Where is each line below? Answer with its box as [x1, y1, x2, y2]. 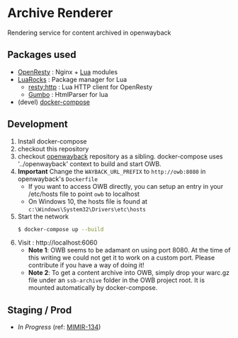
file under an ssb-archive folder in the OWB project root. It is [28, 276, 205, 284]
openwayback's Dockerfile [17, 175, 98, 183]
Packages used [7, 49, 76, 61]
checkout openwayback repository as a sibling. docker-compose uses [17, 152, 223, 161]
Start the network [17, 212, 69, 221]
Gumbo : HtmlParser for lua [28, 90, 108, 98]
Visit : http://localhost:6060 [17, 238, 98, 247]
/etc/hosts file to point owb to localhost [28, 190, 140, 198]
